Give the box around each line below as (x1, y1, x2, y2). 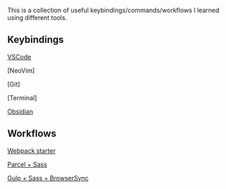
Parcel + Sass (7, 160, 48, 169)
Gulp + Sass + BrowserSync (7, 173, 89, 182)
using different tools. (7, 13, 68, 22)
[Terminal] (7, 93, 37, 102)
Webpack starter (7, 146, 56, 154)
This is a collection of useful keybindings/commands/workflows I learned (7, 6, 220, 14)
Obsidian (7, 107, 34, 116)
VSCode (7, 52, 32, 61)
